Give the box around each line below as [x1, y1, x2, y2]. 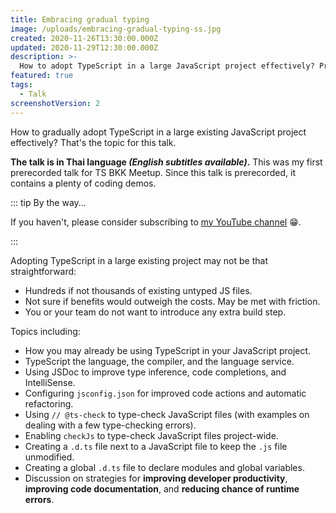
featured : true [10, 71, 74, 81]
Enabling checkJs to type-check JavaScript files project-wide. [24, 429, 279, 441]
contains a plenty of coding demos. [10, 177, 157, 189]
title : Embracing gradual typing [10, 14, 150, 25]
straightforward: [10, 265, 77, 277]
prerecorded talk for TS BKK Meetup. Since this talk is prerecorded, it [10, 166, 296, 178]
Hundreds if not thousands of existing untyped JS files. [24, 284, 253, 296]
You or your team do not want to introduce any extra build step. [24, 306, 287, 318]
